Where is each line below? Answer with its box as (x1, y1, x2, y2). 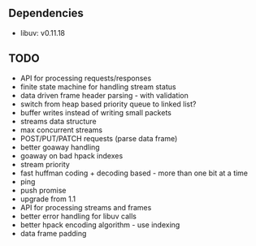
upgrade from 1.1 (20, 194, 76, 204)
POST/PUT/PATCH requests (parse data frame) (20, 133, 178, 143)
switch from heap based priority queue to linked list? (20, 99, 197, 109)
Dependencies (8, 6, 84, 20)
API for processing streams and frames (20, 202, 152, 212)
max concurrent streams (20, 125, 103, 135)
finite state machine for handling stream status (20, 81, 176, 92)
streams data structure (20, 116, 98, 126)
